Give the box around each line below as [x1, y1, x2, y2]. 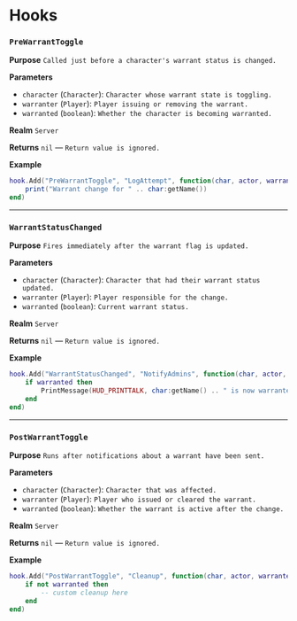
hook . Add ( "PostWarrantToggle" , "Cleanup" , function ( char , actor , [9, 572, 255, 581]
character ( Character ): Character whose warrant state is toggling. [21, 89, 272, 100]
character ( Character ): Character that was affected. [21, 485, 217, 495]
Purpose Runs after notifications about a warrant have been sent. [9, 450, 265, 461]
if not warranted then [25, 579, 109, 589]
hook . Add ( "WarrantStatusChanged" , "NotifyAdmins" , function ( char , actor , [9, 369, 287, 379]
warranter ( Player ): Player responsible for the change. [21, 291, 229, 302]
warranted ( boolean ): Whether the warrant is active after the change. [21, 503, 285, 514]
